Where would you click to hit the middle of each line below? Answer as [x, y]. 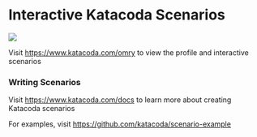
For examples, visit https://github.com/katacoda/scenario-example [120, 124]
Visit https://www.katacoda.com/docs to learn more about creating [120, 100]
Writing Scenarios [45, 82]
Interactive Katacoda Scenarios [117, 15]
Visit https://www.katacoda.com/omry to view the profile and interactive [128, 52]
